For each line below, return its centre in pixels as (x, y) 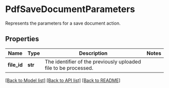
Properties (22, 39)
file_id (15, 65)
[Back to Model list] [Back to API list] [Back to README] (63, 80)
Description (93, 53)
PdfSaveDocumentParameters (70, 9)
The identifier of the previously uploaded (93, 61)
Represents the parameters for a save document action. (63, 23)
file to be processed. (69, 68)
